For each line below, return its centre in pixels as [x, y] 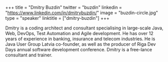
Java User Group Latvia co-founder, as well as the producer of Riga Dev [81, 44]
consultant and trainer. [29, 55]
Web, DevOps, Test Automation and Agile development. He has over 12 [79, 33]
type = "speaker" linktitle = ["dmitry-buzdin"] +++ [57, 18]
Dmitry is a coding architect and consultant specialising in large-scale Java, [84, 28]
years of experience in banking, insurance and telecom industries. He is [80, 39]
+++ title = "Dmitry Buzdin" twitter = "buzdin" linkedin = [64, 7]
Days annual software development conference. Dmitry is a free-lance [79, 50]
